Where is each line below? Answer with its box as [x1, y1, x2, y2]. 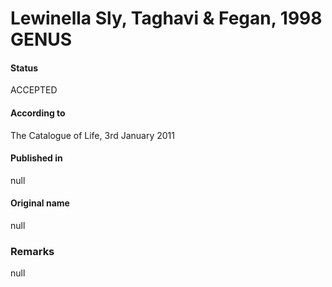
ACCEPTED [10, 84, 58, 96]
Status [10, 62, 39, 74]
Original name [10, 197, 70, 209]
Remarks [10, 244, 55, 258]
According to [10, 107, 66, 119]
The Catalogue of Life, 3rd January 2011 [10, 129, 175, 141]
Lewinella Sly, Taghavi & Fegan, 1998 [10, 7, 323, 30]
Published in [10, 152, 63, 164]
